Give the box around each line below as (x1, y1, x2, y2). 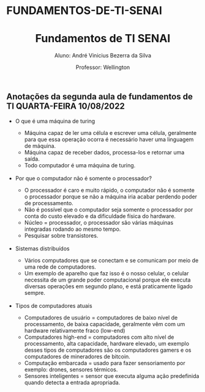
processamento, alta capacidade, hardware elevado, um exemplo (24, 339, 190, 347)
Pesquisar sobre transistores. (24, 231, 99, 239)
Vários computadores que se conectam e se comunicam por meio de (24, 256, 199, 264)
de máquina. (24, 142, 56, 150)
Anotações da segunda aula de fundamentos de (6, 92, 193, 102)
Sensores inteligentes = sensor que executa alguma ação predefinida (24, 372, 199, 379)
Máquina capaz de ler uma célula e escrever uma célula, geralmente (24, 129, 197, 136)
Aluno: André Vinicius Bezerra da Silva (54, 52, 152, 59)
